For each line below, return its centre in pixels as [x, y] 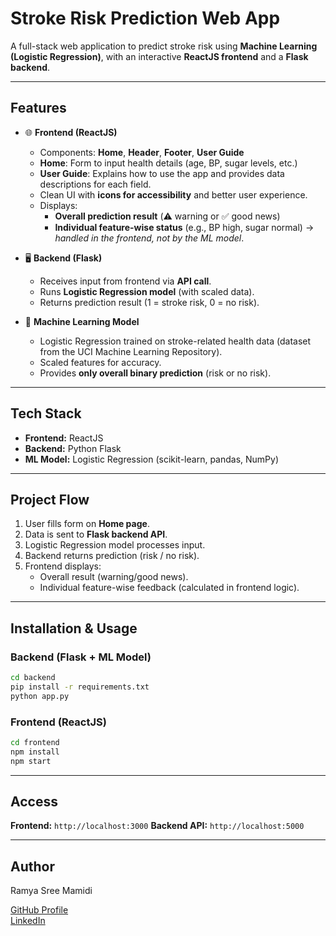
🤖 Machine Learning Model [82, 321]
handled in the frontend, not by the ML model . [149, 238]
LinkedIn [28, 921]
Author [32, 866]
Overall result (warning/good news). [114, 577]
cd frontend [35, 742]
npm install [35, 752]
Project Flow [50, 499]
